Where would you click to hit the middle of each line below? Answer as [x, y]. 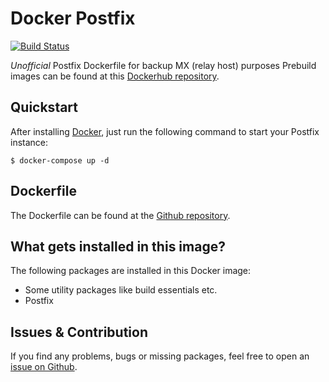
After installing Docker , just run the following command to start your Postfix [165, 131]
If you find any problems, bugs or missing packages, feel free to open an [160, 356]
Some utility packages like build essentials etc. [121, 290]
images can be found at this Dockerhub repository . [115, 76]
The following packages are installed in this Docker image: [131, 271]
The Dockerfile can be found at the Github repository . [120, 215]
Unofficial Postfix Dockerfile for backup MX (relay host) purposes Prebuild [163, 65]
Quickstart [44, 107]
